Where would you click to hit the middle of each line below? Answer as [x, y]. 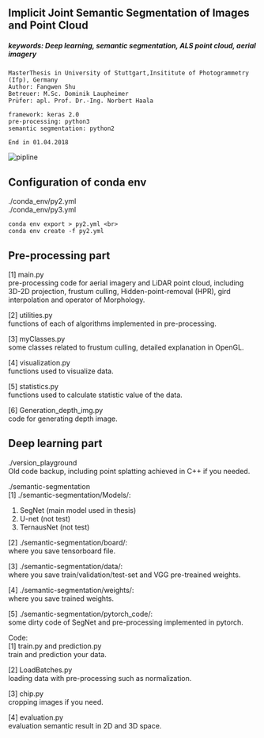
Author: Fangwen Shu [42, 87]
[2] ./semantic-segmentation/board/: [68, 542]
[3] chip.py [26, 694]
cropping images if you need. [56, 702]
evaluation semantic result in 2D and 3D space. [85, 725]
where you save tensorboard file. [62, 551]
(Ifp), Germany [33, 80]
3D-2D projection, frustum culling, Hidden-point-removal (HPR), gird [119, 291]
